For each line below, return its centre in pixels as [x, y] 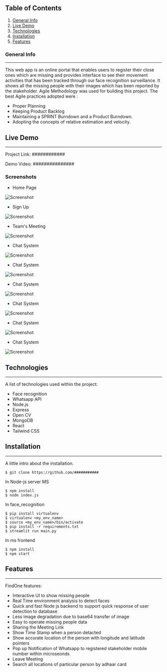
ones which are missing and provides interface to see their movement [77, 75]
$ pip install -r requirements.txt [42, 526]
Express [21, 410]
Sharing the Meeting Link [38, 627]
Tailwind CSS [26, 431]
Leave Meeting [28, 659]
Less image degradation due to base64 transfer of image [71, 616]
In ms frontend [20, 540]
